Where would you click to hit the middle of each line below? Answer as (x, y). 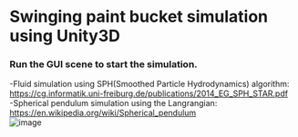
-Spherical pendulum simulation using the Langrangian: (113, 103)
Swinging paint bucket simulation (139, 17)
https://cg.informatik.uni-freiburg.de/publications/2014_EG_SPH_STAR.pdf (149, 93)
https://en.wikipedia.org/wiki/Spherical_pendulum (103, 113)
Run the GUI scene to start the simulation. (103, 64)
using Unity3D (65, 36)
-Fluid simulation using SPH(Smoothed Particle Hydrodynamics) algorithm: (149, 84)
